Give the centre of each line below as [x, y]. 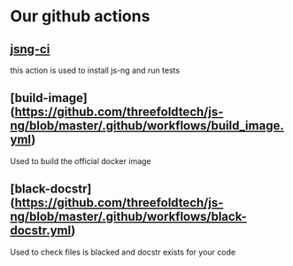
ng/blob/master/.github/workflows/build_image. [147, 126]
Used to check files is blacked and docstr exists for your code [123, 252]
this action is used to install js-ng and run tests [95, 70]
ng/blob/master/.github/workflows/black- [128, 217]
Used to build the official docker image [81, 160]
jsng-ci [30, 49]
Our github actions [80, 16]
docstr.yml [41, 231]
